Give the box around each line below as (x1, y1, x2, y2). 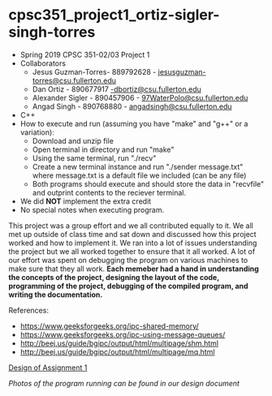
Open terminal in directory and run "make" (32, 144, 175, 154)
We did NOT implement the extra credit (19, 196, 152, 206)
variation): (19, 127, 54, 137)
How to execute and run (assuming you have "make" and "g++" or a (19, 118, 248, 128)
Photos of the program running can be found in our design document (8, 378, 240, 388)
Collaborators (19, 58, 67, 68)
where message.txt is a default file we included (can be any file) (32, 170, 247, 180)
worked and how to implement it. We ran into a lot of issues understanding (8, 238, 257, 247)
